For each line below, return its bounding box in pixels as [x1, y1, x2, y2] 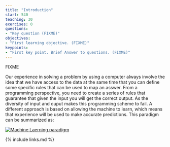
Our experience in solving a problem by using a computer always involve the [5, 73, 165, 80]
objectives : [5, 36, 30, 41]
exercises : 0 [5, 21, 33, 27]
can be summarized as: [5, 117, 54, 123]
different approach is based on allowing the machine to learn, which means [5, 106, 163, 112]
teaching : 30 [5, 17, 33, 22]
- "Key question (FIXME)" [5, 31, 60, 36]
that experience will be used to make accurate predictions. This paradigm [5, 111, 159, 117]
